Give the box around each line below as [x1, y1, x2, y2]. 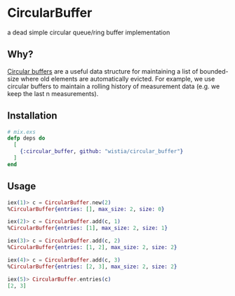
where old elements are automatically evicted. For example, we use [20, 74, 215, 83]
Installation [7, 110, 58, 122]
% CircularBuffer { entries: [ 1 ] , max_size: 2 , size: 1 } [7, 224, 168, 232]
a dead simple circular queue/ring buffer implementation [7, 28, 170, 36]
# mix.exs [7, 128, 36, 135]
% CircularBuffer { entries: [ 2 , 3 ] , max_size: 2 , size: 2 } [7, 263, 177, 270]
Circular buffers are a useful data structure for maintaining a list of [7, 67, 199, 75]
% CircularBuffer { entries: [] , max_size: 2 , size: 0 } [7, 206, 165, 213]
